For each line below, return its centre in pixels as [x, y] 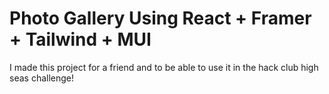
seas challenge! [42, 78]
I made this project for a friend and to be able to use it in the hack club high [164, 67]
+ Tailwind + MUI [80, 39]
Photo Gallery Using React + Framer [160, 18]
